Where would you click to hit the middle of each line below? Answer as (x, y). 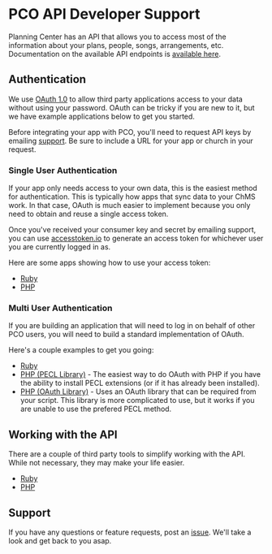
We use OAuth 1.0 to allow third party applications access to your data (126, 99)
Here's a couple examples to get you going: (81, 350)
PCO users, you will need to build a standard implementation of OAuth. (127, 335)
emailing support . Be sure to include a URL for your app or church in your (131, 141)
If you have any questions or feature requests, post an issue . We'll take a (130, 532)
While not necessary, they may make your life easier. (97, 463)
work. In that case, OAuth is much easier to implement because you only (130, 206)
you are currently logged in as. (60, 247)
